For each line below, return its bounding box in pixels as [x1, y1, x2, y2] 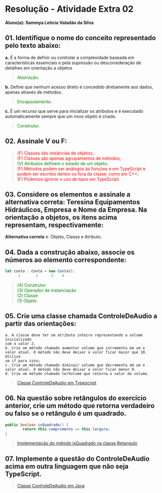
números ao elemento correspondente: [5, 256, 127, 264]
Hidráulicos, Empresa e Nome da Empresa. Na [5, 205, 147, 214]
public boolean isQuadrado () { [5, 422, 69, 427]
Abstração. [17, 74, 40, 80]
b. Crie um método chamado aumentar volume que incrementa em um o [5, 345, 145, 350]
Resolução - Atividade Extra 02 [5, 3, 134, 15]
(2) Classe [17, 293, 38, 298]
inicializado [5, 337, 32, 342]
